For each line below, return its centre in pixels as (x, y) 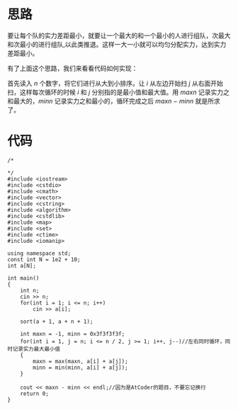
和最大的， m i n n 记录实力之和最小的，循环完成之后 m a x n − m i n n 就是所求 (114, 101)
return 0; (35, 394)
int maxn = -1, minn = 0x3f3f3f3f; (73, 334)
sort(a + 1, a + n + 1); (57, 321)
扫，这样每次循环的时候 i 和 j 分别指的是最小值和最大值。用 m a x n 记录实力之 (119, 92)
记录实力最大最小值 (36, 349)
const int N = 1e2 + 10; (44, 259)
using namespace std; (39, 253)
